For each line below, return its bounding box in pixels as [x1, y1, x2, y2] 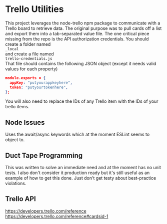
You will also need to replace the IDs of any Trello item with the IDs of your [5, 98, 158, 104]
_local [5, 46, 19, 51]
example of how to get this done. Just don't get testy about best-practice [5, 175, 156, 181]
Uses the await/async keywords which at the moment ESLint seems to [5, 131, 150, 138]
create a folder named [5, 41, 51, 47]
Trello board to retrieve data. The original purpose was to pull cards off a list [5, 25, 162, 31]
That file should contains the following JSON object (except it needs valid [5, 60, 156, 66]
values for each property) [5, 66, 58, 72]
